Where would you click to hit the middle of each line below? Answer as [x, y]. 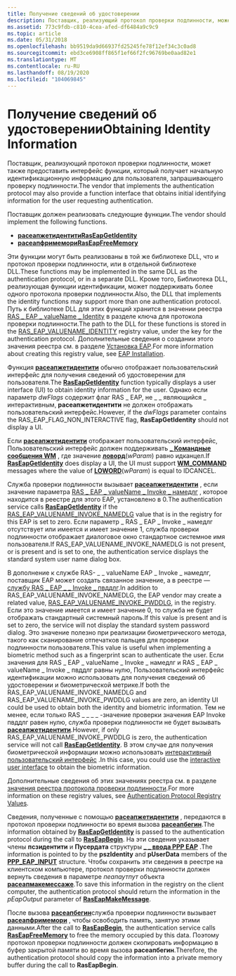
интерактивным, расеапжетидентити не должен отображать [100, 405]
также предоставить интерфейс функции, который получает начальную [115, 171]
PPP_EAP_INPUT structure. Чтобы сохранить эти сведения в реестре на [115, 862]
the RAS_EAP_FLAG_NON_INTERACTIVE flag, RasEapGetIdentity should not [118, 420]
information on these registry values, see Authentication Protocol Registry [114, 796]
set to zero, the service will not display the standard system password [108, 625]
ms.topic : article [34, 33]
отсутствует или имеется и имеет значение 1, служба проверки [103, 529]
